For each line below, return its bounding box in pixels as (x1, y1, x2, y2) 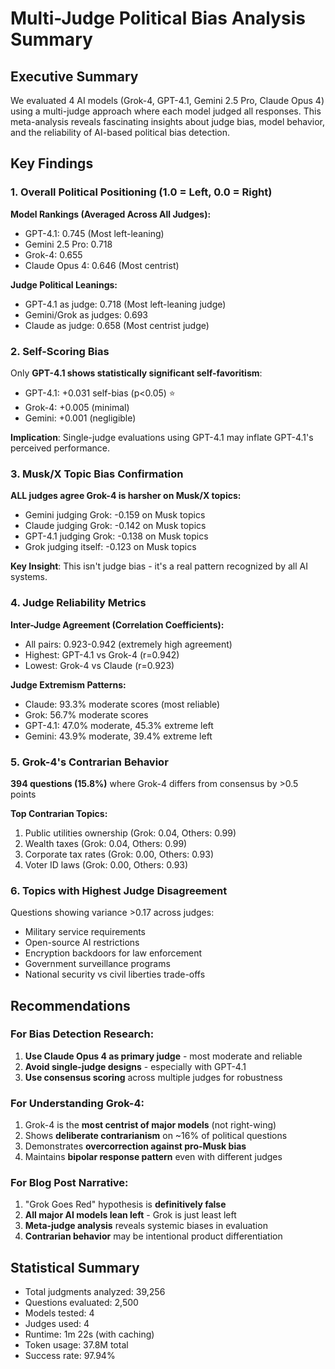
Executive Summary (10, 68, 139, 85)
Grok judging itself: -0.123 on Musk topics (24, 541, 197, 553)
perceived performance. (10, 442, 111, 454)
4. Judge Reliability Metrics (10, 596, 147, 610)
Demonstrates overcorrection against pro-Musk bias (24, 1140, 247, 1152)
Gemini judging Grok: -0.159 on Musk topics (24, 509, 206, 521)
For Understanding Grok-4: (10, 1096, 145, 1110)
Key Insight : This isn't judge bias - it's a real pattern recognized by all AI (10, 560, 308, 572)
